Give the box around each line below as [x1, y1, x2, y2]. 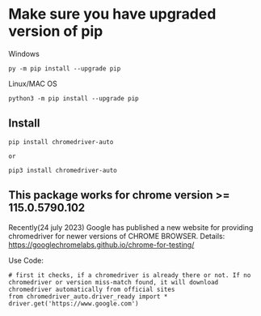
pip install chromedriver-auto [8, 138, 114, 146]
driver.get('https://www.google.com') [8, 299, 139, 308]
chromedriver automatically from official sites [8, 285, 175, 293]
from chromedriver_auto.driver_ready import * [8, 293, 168, 301]
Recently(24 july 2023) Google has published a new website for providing [8, 222, 254, 232]
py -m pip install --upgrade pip [8, 64, 121, 73]
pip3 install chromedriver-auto [8, 166, 117, 174]
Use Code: [8, 255, 44, 265]
